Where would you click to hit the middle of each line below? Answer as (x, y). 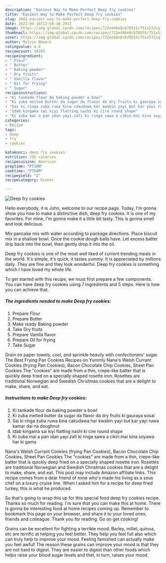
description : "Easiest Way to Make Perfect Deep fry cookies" (70, 10)
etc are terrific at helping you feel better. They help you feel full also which (81, 534)
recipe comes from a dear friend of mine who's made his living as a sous (79, 478)
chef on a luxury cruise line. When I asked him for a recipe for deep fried (79, 483)
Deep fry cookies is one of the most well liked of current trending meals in (81, 254)
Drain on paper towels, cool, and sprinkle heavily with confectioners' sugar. (82, 355)
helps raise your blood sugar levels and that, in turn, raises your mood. (77, 555)
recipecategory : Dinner (30, 180)
